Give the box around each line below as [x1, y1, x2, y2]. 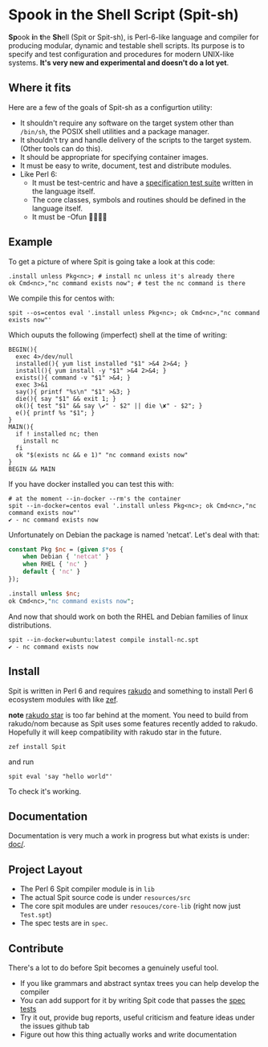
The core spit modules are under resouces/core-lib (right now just [19, 902, 241, 911]
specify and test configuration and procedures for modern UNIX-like [8, 49, 234, 59]
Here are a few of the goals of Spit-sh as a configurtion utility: [8, 102, 213, 112]
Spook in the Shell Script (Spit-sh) [8, 6, 239, 24]
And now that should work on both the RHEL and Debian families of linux [8, 611, 249, 621]
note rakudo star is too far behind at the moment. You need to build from [8, 710, 249, 720]
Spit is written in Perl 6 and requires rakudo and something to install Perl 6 [8, 685, 254, 696]
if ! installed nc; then [15, 430, 99, 438]
